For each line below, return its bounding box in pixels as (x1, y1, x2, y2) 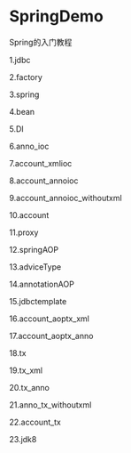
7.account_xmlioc (9, 158, 73, 168)
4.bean (9, 106, 35, 117)
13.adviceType (9, 261, 62, 272)
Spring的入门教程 (9, 36, 73, 47)
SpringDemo (9, 6, 104, 27)
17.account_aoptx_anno (9, 330, 94, 341)
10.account (9, 209, 50, 220)
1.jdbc (9, 54, 31, 65)
